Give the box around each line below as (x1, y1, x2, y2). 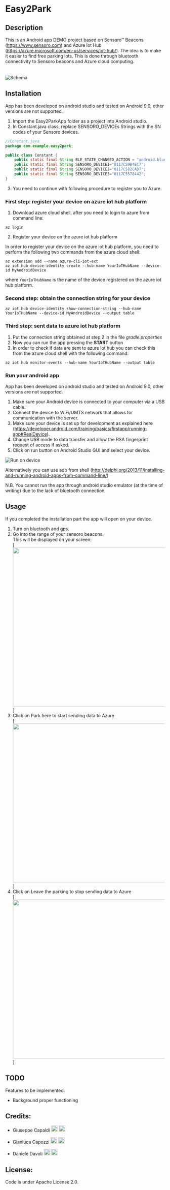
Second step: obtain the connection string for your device (5, 295, 151, 302)
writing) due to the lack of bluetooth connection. (5, 487, 106, 494)
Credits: (5, 1112, 31, 1121)
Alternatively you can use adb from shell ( (5, 467, 93, 473)
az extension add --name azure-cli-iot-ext (5, 259, 99, 264)
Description (5, 23, 43, 32)
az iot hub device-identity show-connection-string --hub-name (5, 306, 142, 312)
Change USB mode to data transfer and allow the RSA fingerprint (12, 437, 148, 442)
